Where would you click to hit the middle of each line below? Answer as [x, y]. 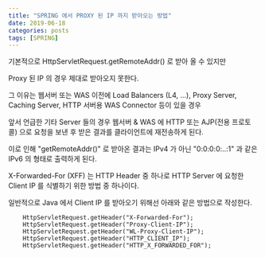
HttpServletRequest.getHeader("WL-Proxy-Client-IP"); [113, 232]
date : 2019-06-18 [37, 23]
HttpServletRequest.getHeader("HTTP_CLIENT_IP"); [107, 239]
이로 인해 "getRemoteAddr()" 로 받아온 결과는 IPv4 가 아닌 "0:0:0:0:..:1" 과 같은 [133, 149]
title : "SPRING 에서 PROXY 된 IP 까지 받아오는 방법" [90, 16]
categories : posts [39, 30]
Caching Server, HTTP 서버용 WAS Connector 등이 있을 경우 [105, 105]
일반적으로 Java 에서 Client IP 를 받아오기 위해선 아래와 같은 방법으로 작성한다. [131, 203]
